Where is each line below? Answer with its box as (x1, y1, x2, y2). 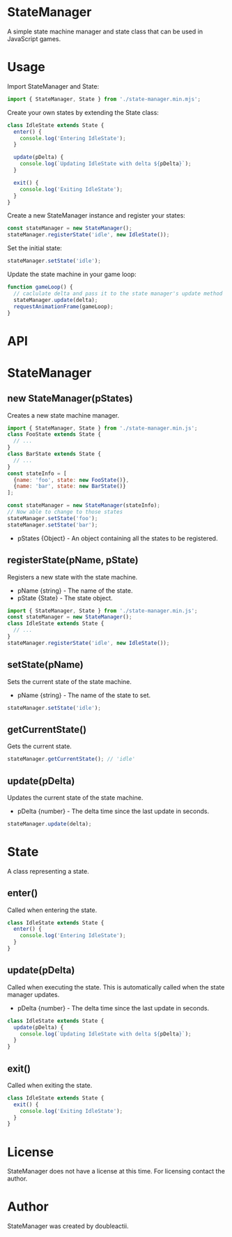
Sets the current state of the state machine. (7, 677, 132, 685)
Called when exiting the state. (7, 1081, 93, 1089)
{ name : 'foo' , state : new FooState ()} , (13, 476, 130, 483)
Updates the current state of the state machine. (7, 793, 144, 802)
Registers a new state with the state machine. (7, 572, 138, 581)
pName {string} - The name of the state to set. (17, 691, 151, 699)
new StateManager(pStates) (7, 393, 134, 404)
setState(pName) (7, 659, 84, 671)
